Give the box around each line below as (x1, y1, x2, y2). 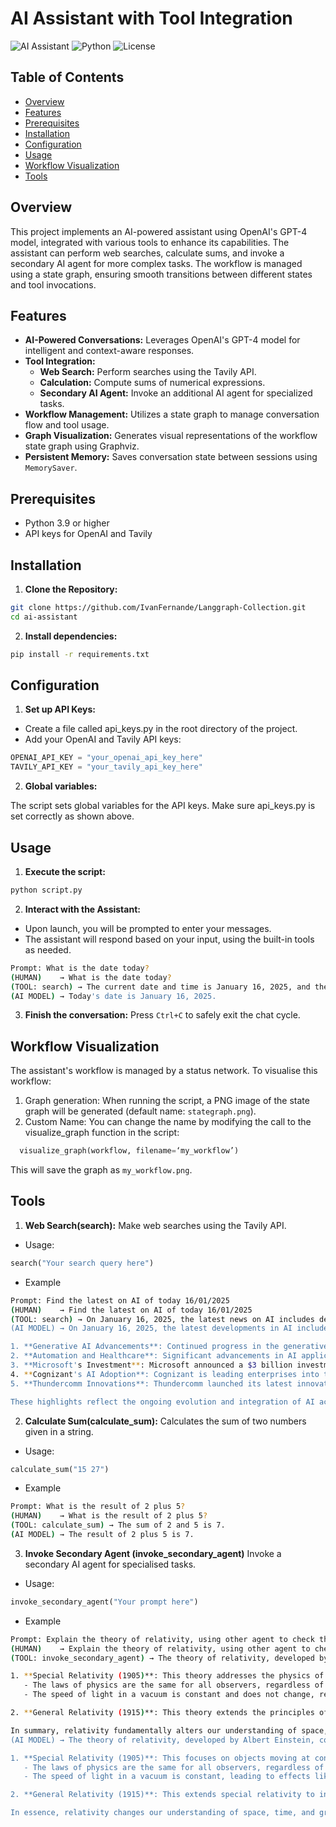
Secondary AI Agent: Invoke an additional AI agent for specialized (39, 387, 313, 399)
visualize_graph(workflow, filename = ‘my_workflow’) (19, 1146, 240, 1156)
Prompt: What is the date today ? (10, 963, 150, 973)
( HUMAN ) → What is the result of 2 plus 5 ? (10, 1511, 208, 1521)
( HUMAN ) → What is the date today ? (10, 972, 172, 982)
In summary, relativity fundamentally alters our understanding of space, (10, 1725, 329, 1736)
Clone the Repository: (24, 583, 118, 595)
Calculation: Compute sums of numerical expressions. (39, 377, 266, 389)
